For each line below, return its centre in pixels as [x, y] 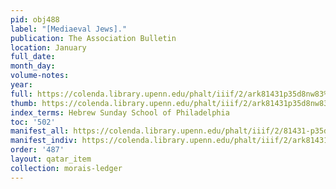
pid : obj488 [35, 19]
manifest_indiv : [44, 141]
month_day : [33, 66]
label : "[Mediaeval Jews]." [69, 29]
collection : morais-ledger [66, 168]
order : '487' [37, 150]
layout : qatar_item [51, 159]
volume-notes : [40, 76]
